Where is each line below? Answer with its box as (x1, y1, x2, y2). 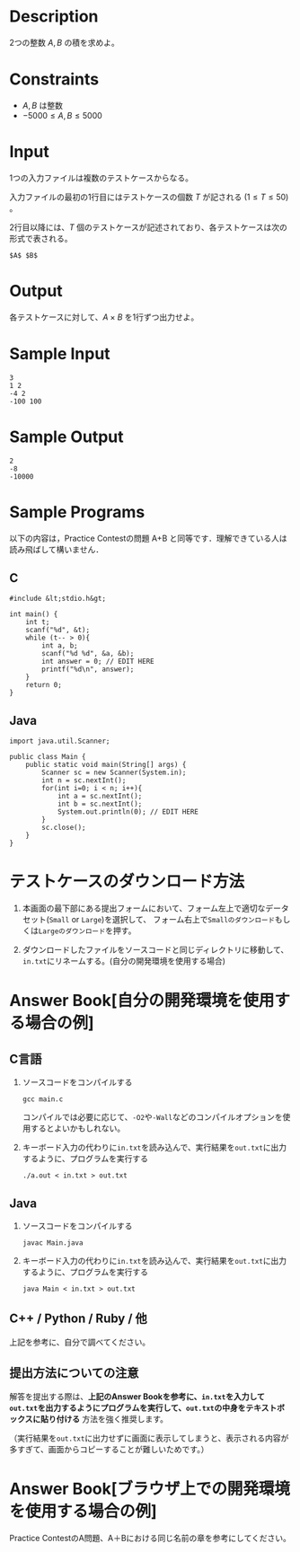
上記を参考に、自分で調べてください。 (9, 1336, 151, 1347)
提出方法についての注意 (9, 1365, 139, 1380)
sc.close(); (41, 824, 87, 833)
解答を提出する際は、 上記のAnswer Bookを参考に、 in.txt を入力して (9, 1390, 265, 1402)
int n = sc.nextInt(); (41, 776, 127, 785)
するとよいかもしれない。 (30, 1123, 126, 1133)
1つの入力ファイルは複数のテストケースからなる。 (9, 172, 193, 183)
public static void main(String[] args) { (25, 761, 187, 770)
